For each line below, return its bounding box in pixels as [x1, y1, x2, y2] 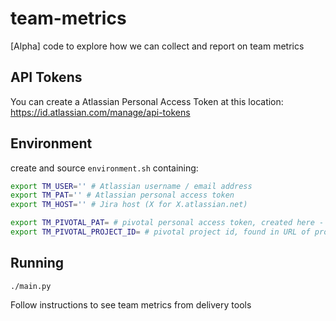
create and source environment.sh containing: [10, 162, 199, 174]
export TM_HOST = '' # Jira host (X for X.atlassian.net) [10, 200, 248, 210]
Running [10, 255, 65, 272]
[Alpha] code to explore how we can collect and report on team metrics [10, 40, 305, 52]
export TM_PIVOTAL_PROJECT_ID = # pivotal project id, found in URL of [10, 227, 311, 237]
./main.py [10, 281, 52, 291]
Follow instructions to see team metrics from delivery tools [10, 298, 252, 311]
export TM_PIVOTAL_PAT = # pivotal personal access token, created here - [10, 218, 325, 228]
